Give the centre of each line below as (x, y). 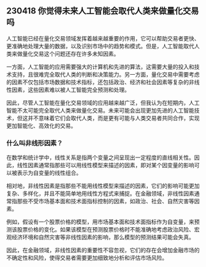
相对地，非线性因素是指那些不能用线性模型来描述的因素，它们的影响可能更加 (103, 186)
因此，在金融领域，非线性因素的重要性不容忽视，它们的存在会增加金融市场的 (103, 250)
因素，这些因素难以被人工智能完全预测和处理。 (71, 89)
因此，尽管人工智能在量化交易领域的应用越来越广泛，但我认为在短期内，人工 (103, 102)
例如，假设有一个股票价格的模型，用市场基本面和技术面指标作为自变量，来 (100, 222)
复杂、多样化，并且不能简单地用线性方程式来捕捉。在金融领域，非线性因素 (100, 194)
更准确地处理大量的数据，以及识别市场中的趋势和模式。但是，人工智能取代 (100, 46)
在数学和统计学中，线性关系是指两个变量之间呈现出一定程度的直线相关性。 (100, 157)
